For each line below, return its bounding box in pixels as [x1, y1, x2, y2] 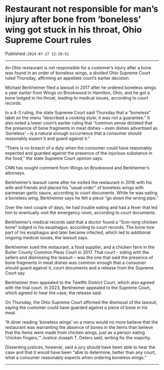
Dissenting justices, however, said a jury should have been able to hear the [5, 344, 155, 350]
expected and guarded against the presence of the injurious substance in [5, 150, 153, 156]
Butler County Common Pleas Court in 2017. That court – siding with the [5, 249, 149, 255]
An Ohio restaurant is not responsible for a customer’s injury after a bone [5, 64, 152, 70]
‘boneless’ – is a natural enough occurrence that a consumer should [5, 130, 142, 136]
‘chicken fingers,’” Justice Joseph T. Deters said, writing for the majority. [5, 334, 151, 340]
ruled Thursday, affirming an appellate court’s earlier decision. [5, 75, 130, 81]
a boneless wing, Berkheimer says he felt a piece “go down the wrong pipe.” [5, 195, 159, 201]
